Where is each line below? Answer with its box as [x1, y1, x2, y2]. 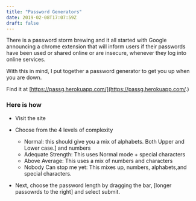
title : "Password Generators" [6, 8, 83, 15]
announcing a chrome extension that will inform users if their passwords [6, 43, 186, 50]
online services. [6, 56, 46, 63]
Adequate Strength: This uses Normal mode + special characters [24, 150, 186, 158]
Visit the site [14, 114, 46, 121]
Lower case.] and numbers [24, 144, 91, 152]
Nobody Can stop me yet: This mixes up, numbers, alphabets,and [24, 164, 187, 171]
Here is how [6, 101, 42, 109]
